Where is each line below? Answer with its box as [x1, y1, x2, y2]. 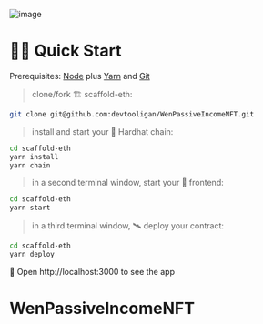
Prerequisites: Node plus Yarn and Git [9, 70, 150, 81]
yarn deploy [9, 250, 55, 259]
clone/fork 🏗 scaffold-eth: [31, 88, 133, 99]
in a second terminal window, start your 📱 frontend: [31, 177, 225, 188]
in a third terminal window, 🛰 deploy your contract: [31, 220, 225, 231]
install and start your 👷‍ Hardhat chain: [31, 126, 174, 137]
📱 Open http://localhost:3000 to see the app [9, 266, 176, 277]
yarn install [9, 152, 59, 161]
